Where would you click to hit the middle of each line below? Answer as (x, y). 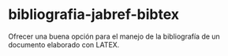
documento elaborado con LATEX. (64, 44)
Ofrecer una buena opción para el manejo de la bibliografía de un (114, 36)
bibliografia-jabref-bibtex (94, 15)
